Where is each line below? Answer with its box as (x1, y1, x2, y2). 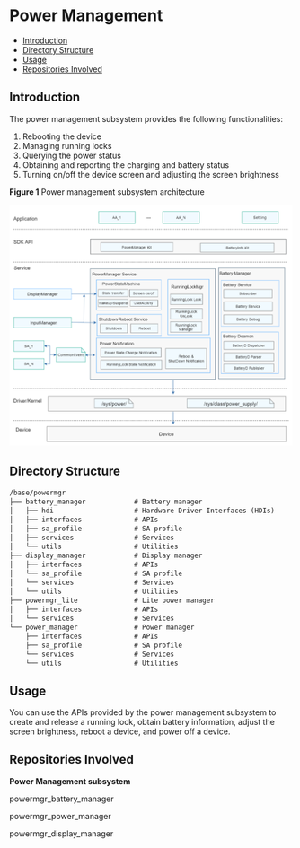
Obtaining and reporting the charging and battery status (22, 159, 230, 170)
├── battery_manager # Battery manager (9, 497, 203, 507)
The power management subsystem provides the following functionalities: (9, 113, 283, 124)
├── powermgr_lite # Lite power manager (9, 596, 216, 606)
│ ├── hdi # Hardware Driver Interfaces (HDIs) (9, 506, 276, 516)
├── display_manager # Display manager (9, 551, 203, 561)
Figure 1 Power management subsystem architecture (9, 186, 205, 197)
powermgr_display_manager (9, 827, 114, 839)
